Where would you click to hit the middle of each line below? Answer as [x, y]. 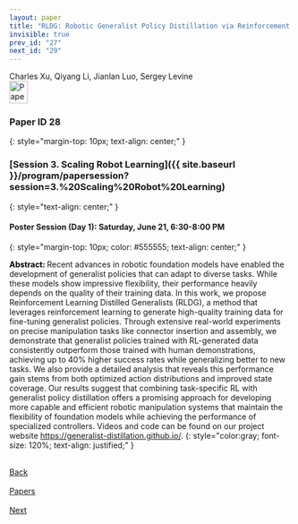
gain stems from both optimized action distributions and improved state [141, 378]
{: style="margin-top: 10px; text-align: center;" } [98, 142]
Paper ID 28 [35, 122]
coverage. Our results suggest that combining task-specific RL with [133, 388]
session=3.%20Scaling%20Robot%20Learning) [117, 187]
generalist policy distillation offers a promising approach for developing [140, 397]
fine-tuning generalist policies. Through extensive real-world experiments [145, 321]
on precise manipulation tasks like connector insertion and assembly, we [143, 331]
